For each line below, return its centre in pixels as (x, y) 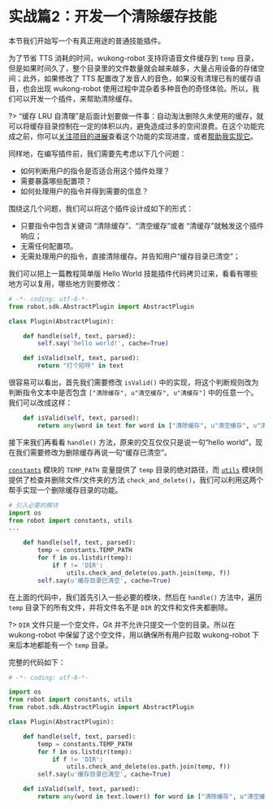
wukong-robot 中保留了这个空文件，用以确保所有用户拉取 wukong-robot (129, 634)
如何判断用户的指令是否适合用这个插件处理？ (95, 171)
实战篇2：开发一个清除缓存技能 (113, 17)
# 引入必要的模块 (33, 505)
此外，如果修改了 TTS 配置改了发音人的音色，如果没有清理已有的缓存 (138, 78)
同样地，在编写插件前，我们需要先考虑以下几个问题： (97, 153)
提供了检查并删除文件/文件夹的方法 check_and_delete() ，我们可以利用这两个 (136, 480)
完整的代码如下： (37, 662)
